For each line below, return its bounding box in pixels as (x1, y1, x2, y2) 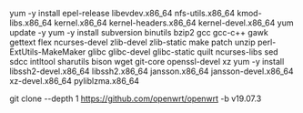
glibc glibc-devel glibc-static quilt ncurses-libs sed (87, 46, 279, 57)
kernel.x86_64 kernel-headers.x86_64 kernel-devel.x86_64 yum (54, 17, 294, 28)
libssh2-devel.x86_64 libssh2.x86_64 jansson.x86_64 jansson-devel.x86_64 (9, 66, 294, 77)
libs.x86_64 (9, 17, 53, 28)
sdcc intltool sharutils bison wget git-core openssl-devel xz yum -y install (9, 56, 285, 67)
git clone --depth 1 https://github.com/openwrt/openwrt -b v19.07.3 (9, 93, 262, 104)
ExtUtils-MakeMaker (9, 46, 86, 57)
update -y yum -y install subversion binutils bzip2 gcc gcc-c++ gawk (9, 27, 268, 37)
